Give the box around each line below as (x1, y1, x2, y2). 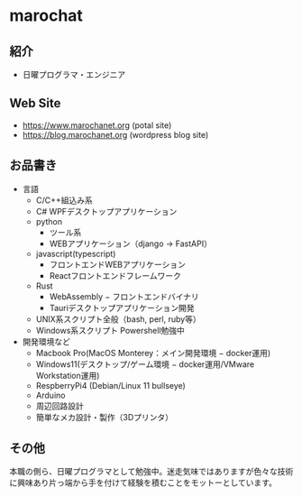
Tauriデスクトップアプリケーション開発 (49, 302, 196, 313)
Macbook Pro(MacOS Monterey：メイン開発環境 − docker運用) (35, 347, 271, 358)
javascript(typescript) (35, 248, 116, 259)
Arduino (35, 390, 66, 400)
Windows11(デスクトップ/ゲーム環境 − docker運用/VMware (35, 358, 255, 370)
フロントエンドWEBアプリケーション (49, 259, 187, 270)
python (35, 216, 63, 226)
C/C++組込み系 (35, 195, 93, 206)
